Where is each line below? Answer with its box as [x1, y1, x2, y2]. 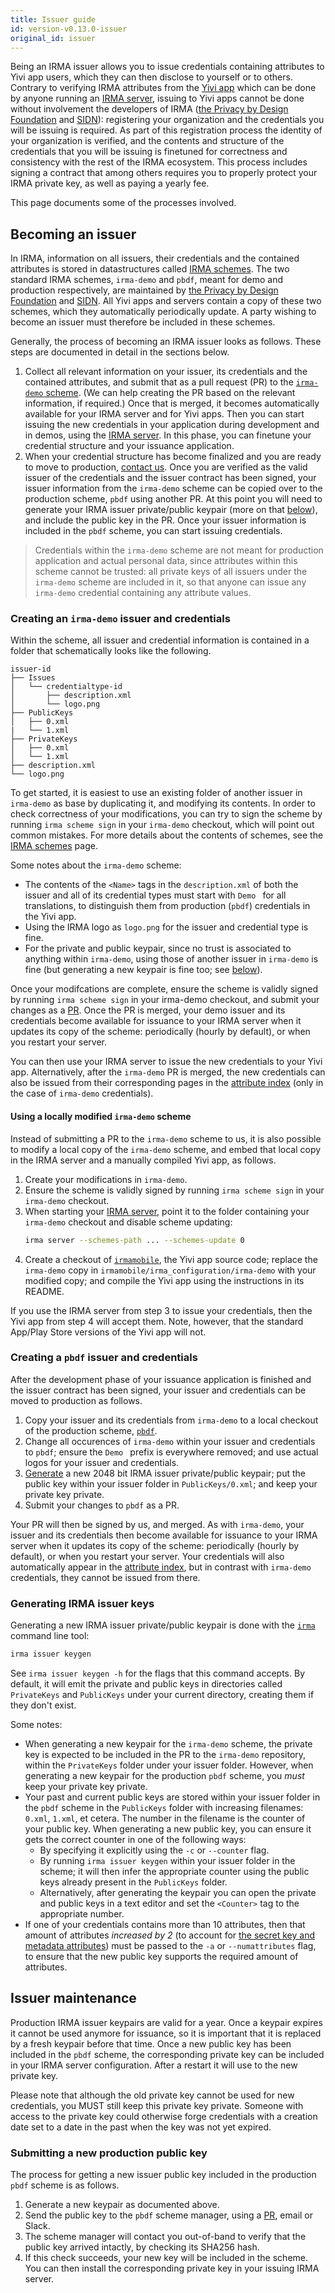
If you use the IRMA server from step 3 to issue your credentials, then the [10, 1304, 313, 1316]
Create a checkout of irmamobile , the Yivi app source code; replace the [24, 1253, 318, 1265]
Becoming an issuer [10, 226, 137, 243]
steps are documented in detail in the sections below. [10, 346, 230, 358]
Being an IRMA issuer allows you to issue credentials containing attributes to [10, 61, 325, 73]
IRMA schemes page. [10, 840, 98, 852]
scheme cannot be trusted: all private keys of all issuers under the [34, 566, 308, 578]
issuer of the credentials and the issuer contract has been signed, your [24, 472, 317, 484]
